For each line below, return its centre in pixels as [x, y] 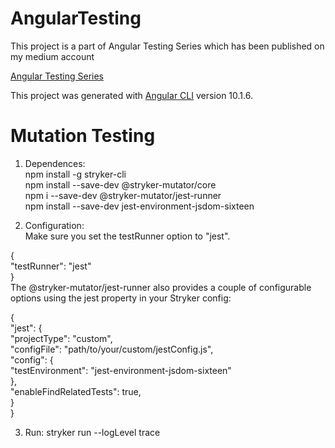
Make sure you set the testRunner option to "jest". [127, 236]
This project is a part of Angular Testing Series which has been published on [167, 46]
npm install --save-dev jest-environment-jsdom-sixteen [139, 206]
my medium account [52, 56]
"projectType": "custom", [61, 338]
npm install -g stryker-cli [75, 174]
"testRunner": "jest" [51, 266]
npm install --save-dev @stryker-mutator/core [120, 184]
